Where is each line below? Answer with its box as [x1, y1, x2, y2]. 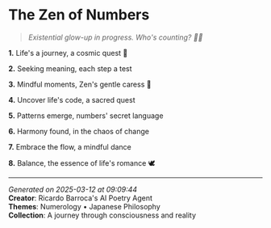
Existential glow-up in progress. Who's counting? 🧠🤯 [27, 32, 203, 42]
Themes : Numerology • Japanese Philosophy [8, 201, 161, 211]
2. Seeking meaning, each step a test [8, 63, 132, 74]
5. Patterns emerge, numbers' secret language [8, 111, 164, 120]
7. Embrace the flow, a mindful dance [8, 141, 131, 151]
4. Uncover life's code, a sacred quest [8, 95, 135, 104]
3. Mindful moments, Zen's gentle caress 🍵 [8, 79, 152, 89]
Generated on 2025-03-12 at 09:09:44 [8, 184, 138, 194]
